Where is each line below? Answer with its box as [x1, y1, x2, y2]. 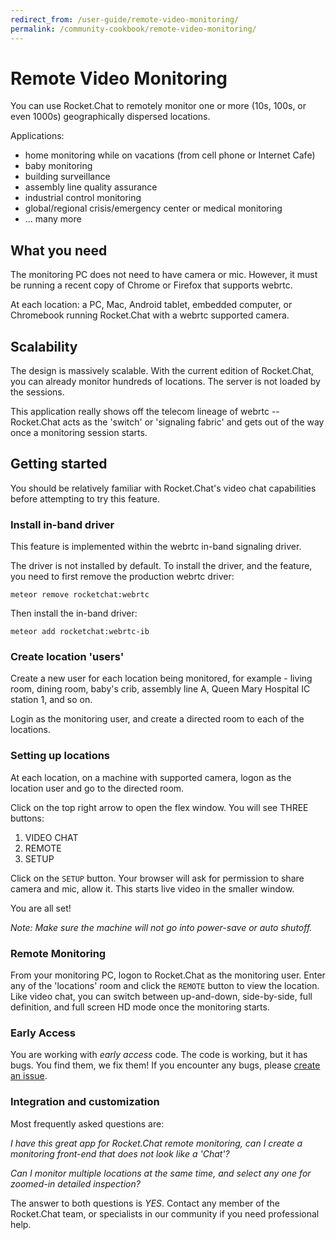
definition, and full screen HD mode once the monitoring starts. [10, 1001, 270, 1013]
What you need [10, 242, 108, 259]
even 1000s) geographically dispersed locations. [10, 111, 211, 123]
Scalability [10, 338, 78, 355]
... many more [24, 213, 82, 225]
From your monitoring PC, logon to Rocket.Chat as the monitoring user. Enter [10, 969, 326, 981]
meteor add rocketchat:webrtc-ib [10, 627, 150, 637]
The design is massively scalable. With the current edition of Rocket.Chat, [10, 365, 315, 377]
